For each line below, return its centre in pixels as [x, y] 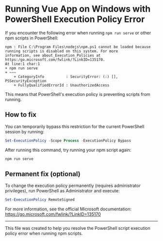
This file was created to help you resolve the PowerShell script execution [78, 228]
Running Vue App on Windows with [78, 9]
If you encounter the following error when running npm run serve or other [78, 33]
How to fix [21, 115]
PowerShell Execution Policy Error [75, 19]
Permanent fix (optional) [43, 174]
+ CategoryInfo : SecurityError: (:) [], [66, 76]
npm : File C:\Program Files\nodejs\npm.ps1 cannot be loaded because [78, 47]
